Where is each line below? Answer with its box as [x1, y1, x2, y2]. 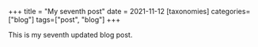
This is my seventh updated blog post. [8, 31, 133, 39]
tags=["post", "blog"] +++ [36, 15, 121, 24]
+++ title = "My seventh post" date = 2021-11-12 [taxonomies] [8, 7, 210, 16]
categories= [211, 7, 251, 16]
